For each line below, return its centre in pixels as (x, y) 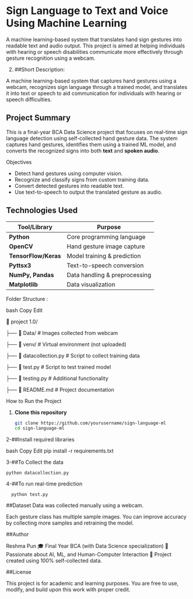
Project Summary (38, 118)
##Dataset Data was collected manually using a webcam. (75, 505)
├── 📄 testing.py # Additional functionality (57, 378)
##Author (17, 535)
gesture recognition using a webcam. (51, 58)
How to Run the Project (34, 401)
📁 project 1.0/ (22, 321)
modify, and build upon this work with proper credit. (68, 590)
